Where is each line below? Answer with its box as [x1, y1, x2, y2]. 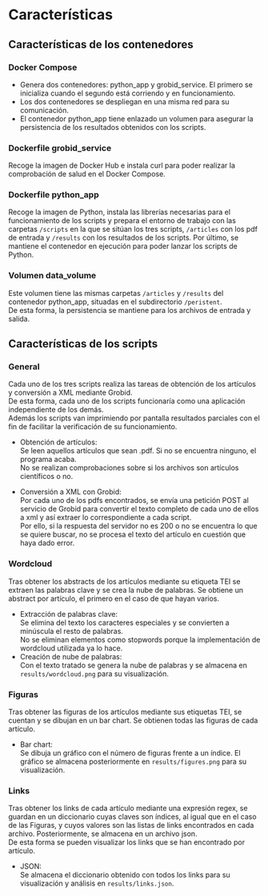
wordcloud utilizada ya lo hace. [19, 643, 123, 653]
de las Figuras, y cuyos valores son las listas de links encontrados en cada [8, 821, 254, 830]
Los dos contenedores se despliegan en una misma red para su [19, 96, 230, 106]
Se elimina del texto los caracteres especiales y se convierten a [19, 618, 230, 627]
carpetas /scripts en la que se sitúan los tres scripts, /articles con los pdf [8, 225, 258, 234]
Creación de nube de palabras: [19, 651, 122, 661]
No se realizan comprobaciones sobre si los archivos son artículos [19, 463, 239, 472]
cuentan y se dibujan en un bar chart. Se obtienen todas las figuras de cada [8, 716, 258, 725]
